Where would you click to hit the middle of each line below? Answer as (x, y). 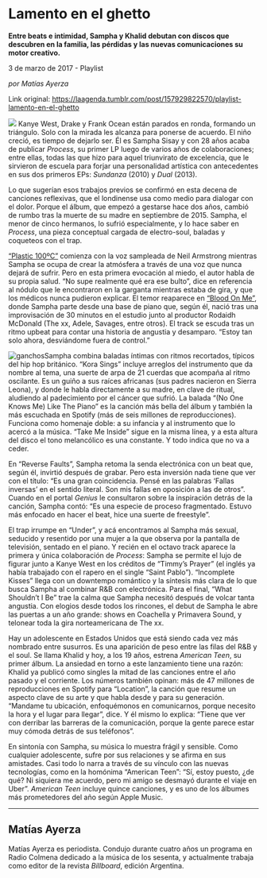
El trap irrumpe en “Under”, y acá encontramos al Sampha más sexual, (123, 530)
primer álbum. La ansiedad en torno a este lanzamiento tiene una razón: (126, 663)
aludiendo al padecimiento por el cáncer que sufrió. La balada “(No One (126, 397)
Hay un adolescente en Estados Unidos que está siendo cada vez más (123, 638)
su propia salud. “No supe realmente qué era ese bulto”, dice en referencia (130, 281)
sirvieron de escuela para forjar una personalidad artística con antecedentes (133, 166)
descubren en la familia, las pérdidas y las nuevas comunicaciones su (126, 44)
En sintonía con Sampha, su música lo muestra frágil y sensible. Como (123, 746)
